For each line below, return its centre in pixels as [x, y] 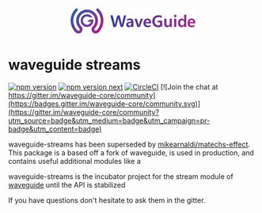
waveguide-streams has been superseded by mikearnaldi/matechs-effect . [129, 144]
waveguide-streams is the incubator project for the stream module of [121, 176]
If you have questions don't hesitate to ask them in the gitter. [107, 200]
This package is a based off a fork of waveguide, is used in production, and [131, 152]
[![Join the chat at [189, 86]
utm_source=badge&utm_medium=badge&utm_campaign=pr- [109, 120]
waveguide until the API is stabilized [67, 184]
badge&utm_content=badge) [55, 129]
